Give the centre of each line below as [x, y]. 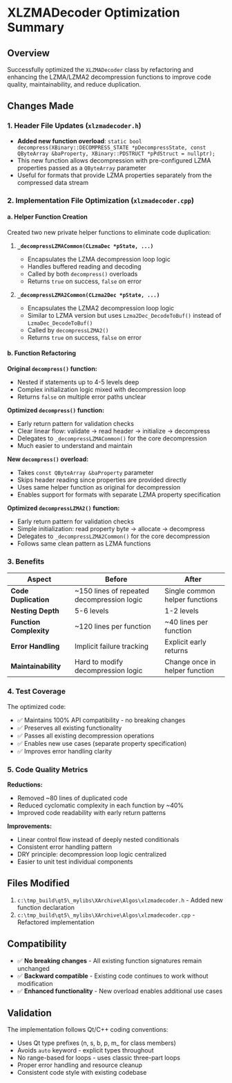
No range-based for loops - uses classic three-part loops [99, 1058]
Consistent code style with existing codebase [82, 1073]
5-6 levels [92, 611]
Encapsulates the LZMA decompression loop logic [99, 259]
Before [116, 580]
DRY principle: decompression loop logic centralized [92, 854]
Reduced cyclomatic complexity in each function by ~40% [100, 805]
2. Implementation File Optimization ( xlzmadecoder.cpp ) [101, 200]
